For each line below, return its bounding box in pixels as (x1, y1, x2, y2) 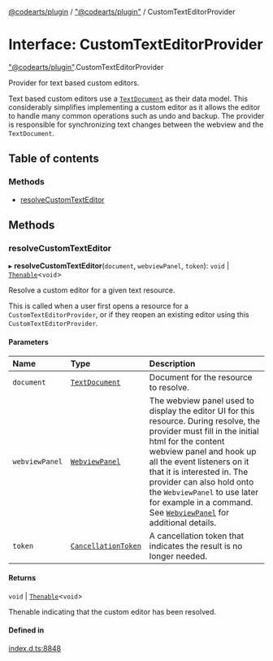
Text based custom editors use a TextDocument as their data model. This (8, 93, 249, 103)
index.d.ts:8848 (8, 643, 62, 653)
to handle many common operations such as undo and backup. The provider (8, 111, 265, 120)
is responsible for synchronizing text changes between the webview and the (8, 120, 264, 129)
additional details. (149, 516, 217, 528)
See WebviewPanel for (149, 507, 230, 518)
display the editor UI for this (149, 405, 255, 416)
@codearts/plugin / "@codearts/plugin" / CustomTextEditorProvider (8, 7, 236, 16)
